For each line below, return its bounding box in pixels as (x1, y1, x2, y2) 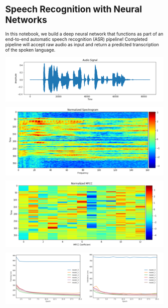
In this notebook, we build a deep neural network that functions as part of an (5, 31, 163, 37)
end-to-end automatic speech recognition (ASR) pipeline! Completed (5, 36, 148, 42)
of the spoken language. (5, 47, 56, 53)
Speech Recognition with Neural (5, 4, 142, 15)
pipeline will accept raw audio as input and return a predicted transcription (5, 41, 159, 47)
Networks (5, 14, 48, 26)
